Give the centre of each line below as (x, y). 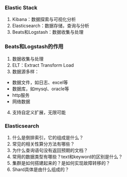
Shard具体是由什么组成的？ (41, 169)
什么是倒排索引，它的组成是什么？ (48, 137)
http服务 (21, 95)
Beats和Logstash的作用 (34, 46)
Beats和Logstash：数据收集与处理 (48, 32)
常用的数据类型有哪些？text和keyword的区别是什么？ (67, 157)
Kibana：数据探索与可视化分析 (44, 19)
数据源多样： (25, 71)
